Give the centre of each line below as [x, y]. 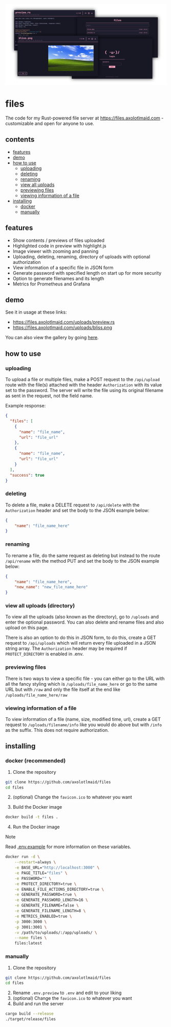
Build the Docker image [37, 807]
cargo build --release [29, 1014]
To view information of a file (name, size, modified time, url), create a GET [83, 720]
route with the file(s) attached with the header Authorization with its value [84, 385]
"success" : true [27, 475]
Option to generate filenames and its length [58, 278]
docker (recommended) [36, 761]
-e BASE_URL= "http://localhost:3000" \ [57, 868]
